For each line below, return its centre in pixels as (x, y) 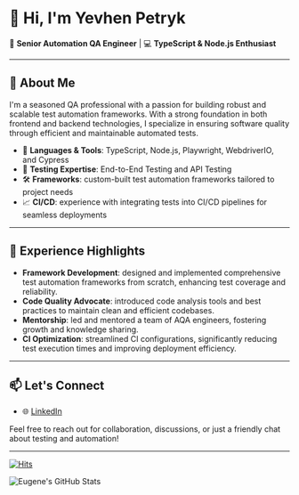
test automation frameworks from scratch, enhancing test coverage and (154, 282)
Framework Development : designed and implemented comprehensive (151, 272)
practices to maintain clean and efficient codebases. (118, 310)
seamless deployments (65, 215)
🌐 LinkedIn (42, 411)
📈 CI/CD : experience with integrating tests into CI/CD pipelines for (145, 202)
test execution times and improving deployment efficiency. (129, 348)
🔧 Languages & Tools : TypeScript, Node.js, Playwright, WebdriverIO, (148, 150)
